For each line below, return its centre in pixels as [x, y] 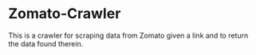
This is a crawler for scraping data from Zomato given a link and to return [128, 35]
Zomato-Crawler [65, 14]
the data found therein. [46, 43]
